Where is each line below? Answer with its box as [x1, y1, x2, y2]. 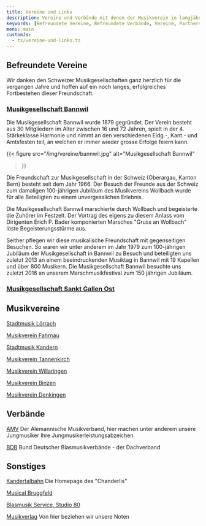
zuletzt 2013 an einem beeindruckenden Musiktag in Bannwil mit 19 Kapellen [6, 256, 200, 264]
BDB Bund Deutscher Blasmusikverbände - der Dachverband [6, 443, 161, 451]
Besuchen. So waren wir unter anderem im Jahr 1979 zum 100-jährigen [6, 243, 186, 251]
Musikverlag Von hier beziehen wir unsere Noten [6, 513, 130, 520]
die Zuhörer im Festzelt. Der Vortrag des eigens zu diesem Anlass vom [6, 212, 185, 219]
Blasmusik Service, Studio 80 [6, 501, 81, 509]
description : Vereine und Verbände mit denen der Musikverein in [6, 15, 177, 21]
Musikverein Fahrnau [6, 332, 59, 339]
